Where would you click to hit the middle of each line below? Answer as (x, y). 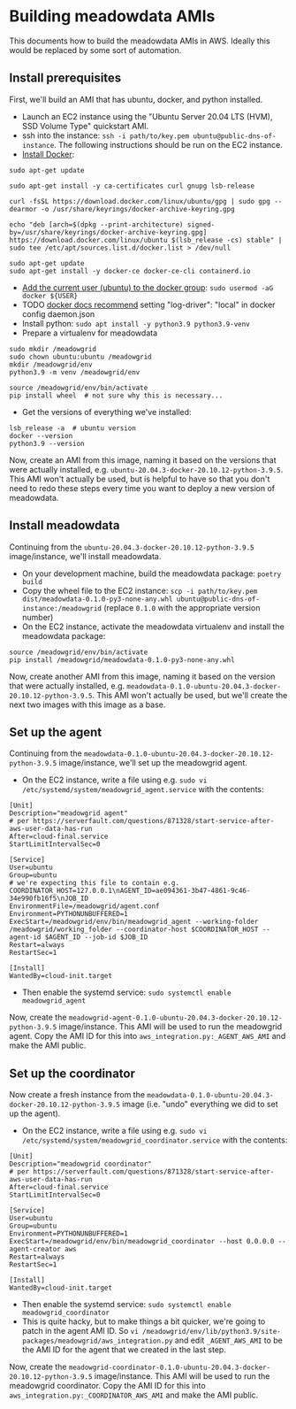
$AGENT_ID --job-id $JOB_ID (96, 937)
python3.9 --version (47, 443)
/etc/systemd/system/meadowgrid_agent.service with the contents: (143, 789)
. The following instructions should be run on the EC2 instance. (168, 144)
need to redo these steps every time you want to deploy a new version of (142, 488)
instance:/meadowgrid (61, 608)
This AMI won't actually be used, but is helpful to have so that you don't (140, 479)
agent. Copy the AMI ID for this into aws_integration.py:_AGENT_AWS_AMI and (148, 1036)
